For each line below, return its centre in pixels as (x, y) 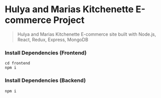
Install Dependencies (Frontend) (46, 53)
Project (69, 20)
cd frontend (17, 63)
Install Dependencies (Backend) (45, 81)
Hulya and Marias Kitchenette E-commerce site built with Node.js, (87, 34)
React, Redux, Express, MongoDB (53, 40)
